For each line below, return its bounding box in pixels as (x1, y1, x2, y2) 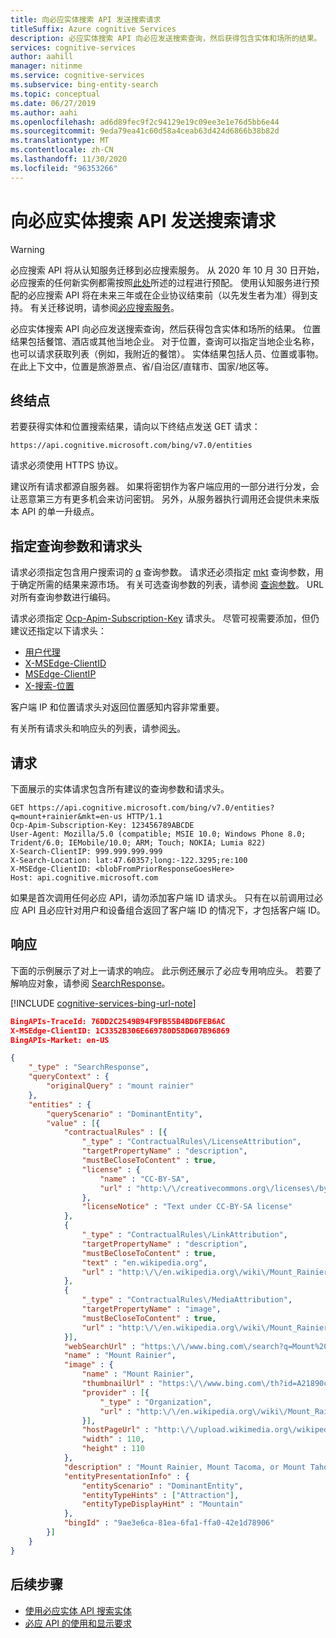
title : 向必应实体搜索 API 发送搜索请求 (10, 14, 162, 25)
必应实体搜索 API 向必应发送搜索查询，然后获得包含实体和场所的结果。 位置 (10, 322, 322, 335)
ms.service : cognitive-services (10, 71, 145, 81)
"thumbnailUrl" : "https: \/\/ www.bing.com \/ (81, 1379, 271, 1389)
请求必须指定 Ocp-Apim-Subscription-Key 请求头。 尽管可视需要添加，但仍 (10, 612, 320, 625)
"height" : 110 (81, 1444, 145, 1454)
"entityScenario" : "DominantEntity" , (81, 1481, 244, 1491)
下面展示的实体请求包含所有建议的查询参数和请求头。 (10, 783, 230, 795)
